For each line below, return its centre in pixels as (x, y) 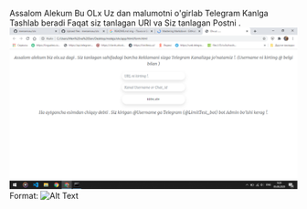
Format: (24, 196)
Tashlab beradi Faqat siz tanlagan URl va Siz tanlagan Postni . (125, 23)
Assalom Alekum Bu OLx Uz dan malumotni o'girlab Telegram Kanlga (139, 13)
